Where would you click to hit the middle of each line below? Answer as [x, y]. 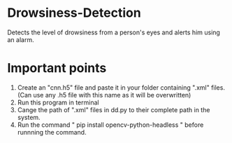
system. [29, 117]
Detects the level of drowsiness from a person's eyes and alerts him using [114, 32]
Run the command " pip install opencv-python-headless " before [110, 125]
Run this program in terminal [58, 102]
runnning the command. [52, 132]
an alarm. [21, 39]
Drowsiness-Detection [74, 13]
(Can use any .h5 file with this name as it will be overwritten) [104, 95]
